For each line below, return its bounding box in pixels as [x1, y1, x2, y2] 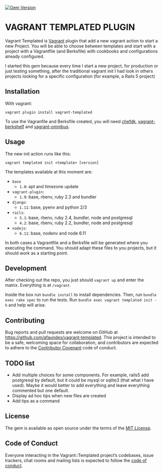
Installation [5, 87, 40, 96]
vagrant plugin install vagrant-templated [5, 110, 92, 115]
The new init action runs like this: [5, 150, 72, 156]
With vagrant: [5, 100, 33, 106]
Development [5, 264, 47, 272]
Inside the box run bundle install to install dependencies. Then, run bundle [5, 292, 157, 298]
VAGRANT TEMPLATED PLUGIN [5, 22, 135, 33]
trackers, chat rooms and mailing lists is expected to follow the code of [5, 457, 147, 463]
